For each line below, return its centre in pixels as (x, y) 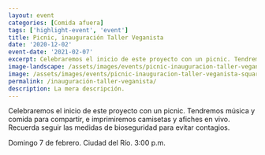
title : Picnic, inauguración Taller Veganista (86, 37)
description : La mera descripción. (67, 89)
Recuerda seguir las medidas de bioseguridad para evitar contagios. (119, 127)
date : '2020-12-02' (40, 45)
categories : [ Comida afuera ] (56, 23)
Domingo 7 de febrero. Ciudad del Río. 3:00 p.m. (87, 143)
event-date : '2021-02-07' (50, 52)
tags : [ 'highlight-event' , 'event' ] (68, 30)
